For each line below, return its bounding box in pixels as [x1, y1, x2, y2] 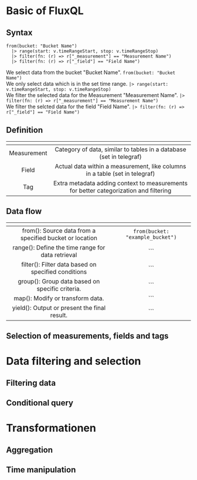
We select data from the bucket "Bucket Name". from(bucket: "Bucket [6, 69, 176, 76]
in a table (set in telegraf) [86, 169, 155, 178]
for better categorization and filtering [69, 186, 172, 195]
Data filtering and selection [6, 355, 141, 368]
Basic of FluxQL [6, 4, 84, 18]
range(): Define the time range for [12, 243, 106, 251]
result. [50, 311, 68, 319]
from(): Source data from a [22, 226, 96, 235]
